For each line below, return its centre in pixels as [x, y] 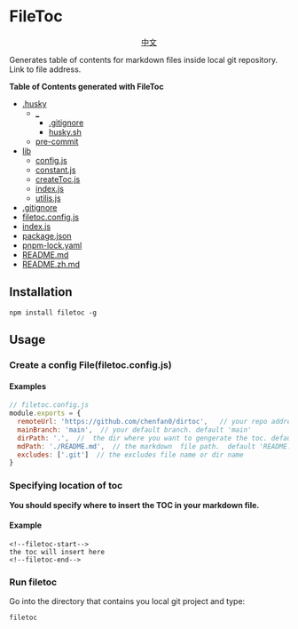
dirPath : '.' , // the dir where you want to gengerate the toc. [142, 438]
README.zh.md [51, 264]
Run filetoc [33, 582]
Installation [41, 292]
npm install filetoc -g [53, 313]
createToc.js [58, 179]
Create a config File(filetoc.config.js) [90, 365]
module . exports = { [45, 414]
